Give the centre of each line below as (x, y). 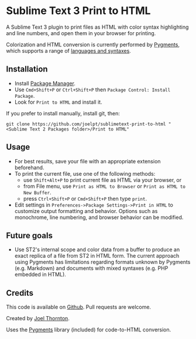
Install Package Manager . (45, 83)
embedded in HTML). (40, 275)
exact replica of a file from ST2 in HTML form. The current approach (97, 256)
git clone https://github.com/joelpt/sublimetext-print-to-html (86, 124)
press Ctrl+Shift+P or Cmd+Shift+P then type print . (85, 198)
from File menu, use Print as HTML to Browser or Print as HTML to (104, 186)
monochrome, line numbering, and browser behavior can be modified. (99, 217)
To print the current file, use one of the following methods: (85, 173)
